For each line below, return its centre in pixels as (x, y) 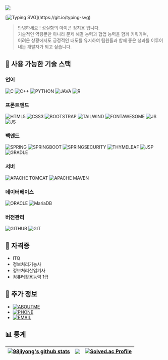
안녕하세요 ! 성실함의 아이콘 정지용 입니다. (59, 28)
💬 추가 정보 (21, 294)
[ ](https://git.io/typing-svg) (48, 17)
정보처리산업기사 (29, 270)
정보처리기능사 (27, 264)
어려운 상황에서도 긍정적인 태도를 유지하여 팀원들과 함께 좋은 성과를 (83, 40)
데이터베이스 (20, 192)
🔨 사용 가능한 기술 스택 (38, 64)
